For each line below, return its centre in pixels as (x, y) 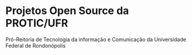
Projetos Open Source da (67, 11)
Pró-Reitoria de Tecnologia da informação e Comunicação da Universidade (96, 39)
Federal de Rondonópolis (35, 46)
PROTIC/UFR (37, 23)
